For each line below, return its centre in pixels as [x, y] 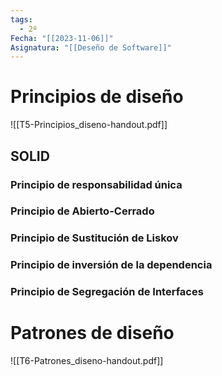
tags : [21, 19]
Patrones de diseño [92, 333]
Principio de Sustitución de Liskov [94, 238]
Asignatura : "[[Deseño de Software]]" [91, 47]
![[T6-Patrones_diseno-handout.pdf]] [87, 361]
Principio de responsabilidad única [96, 184]
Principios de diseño [97, 97]
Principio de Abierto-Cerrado [82, 211]
